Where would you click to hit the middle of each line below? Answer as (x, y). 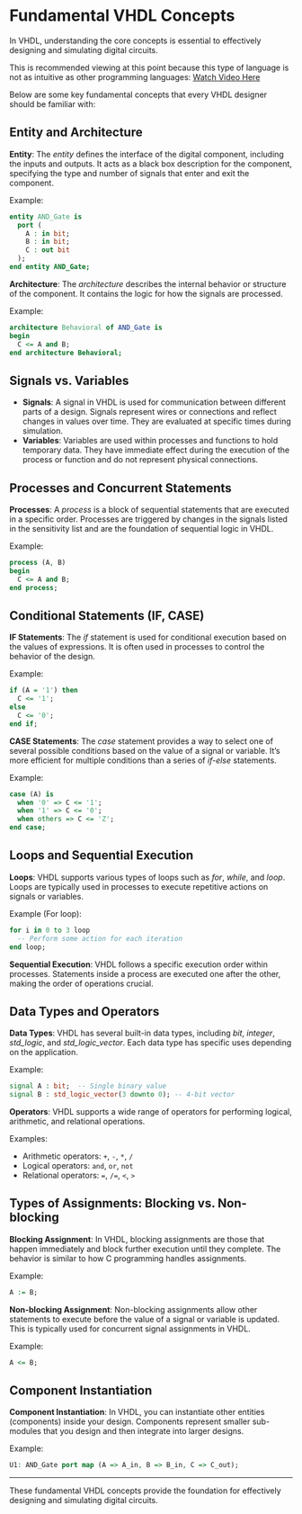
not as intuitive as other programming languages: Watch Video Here (135, 76)
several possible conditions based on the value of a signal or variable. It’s (145, 750)
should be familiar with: (53, 103)
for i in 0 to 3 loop (50, 930)
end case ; (28, 828)
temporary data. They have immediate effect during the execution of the (156, 450)
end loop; (28, 947)
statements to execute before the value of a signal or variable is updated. (145, 1319)
